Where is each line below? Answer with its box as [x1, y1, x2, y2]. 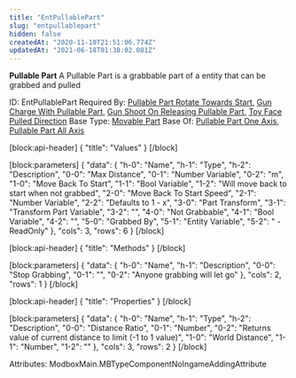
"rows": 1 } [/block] [9, 279, 78, 289]
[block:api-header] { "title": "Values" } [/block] [9, 143, 178, 154]
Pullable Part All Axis [9, 125, 85, 136]
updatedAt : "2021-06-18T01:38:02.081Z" [9, 46, 157, 55]
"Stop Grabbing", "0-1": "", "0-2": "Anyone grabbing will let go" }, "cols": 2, [9, 270, 282, 280]
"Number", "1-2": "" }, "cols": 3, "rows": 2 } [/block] [20, 342, 207, 352]
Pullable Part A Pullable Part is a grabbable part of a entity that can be [9, 70, 266, 81]
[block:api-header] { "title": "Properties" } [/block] [9, 296, 192, 307]
